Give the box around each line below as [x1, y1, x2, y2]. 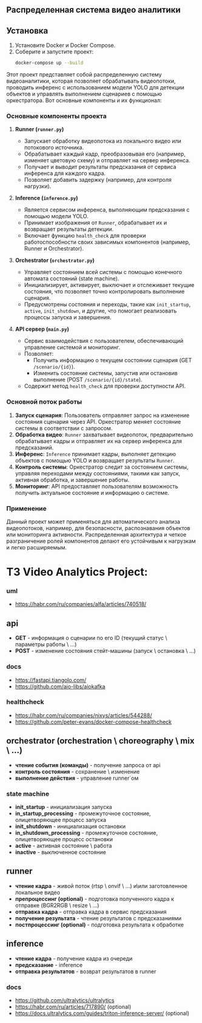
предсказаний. [15, 444, 54, 451]
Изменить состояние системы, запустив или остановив [33, 370, 178, 377]
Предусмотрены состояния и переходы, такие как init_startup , [24, 301, 191, 308]
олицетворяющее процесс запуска [15, 816, 107, 823]
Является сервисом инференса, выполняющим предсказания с [24, 206, 190, 213]
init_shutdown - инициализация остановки [15, 822, 126, 830]
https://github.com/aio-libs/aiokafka [15, 683, 106, 690]
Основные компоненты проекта [6, 112, 107, 120]
